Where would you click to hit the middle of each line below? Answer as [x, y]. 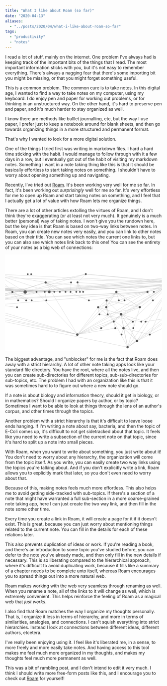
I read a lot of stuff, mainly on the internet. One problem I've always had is [81, 57]
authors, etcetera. [23, 632]
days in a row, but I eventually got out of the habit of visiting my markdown [82, 159]
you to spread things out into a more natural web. [55, 576]
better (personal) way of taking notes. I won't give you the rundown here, [80, 221]
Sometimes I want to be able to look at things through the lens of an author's [83, 406]
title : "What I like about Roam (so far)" [50, 10]
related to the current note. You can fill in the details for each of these [76, 529]
